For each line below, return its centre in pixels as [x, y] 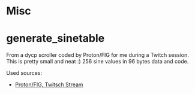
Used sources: [24, 73]
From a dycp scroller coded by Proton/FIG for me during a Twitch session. [97, 55]
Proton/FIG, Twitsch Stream [49, 84]
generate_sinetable [55, 39]
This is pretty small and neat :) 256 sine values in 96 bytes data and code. [97, 62]
